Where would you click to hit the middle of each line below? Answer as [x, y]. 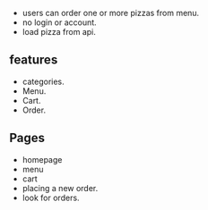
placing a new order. [60, 188]
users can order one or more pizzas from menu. [111, 13]
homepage [42, 159]
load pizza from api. [59, 32]
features [34, 60]
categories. [43, 81]
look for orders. [51, 197]
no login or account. [59, 22]
